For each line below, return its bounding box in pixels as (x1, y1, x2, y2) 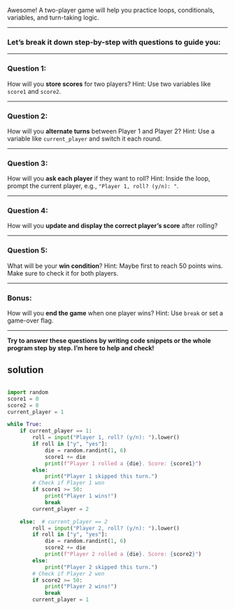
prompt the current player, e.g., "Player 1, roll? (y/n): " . (7, 182, 179, 190)
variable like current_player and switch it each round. (7, 134, 162, 143)
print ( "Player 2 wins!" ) (44, 583, 117, 590)
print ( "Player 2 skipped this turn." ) (44, 563, 158, 571)
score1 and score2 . (7, 87, 62, 95)
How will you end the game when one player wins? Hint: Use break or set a (7, 309, 224, 318)
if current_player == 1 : (20, 427, 92, 434)
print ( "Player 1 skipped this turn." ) (44, 473, 158, 480)
